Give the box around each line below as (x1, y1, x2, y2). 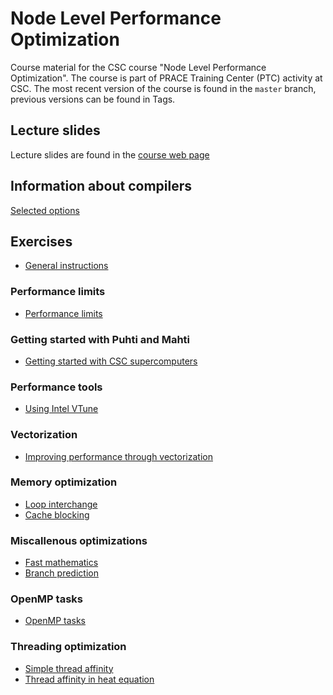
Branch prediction (24, 567, 99, 579)
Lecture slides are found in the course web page (10, 148, 210, 161)
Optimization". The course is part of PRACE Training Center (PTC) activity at (10, 72, 323, 84)
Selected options (10, 204, 80, 216)
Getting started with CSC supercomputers (24, 355, 198, 367)
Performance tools (10, 380, 103, 394)
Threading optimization (10, 640, 127, 654)
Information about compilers (10, 178, 193, 195)
